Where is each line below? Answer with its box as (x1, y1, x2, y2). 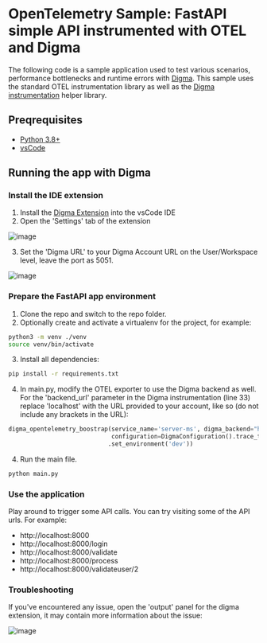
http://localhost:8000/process (19, 556, 118, 566)
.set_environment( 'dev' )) (107, 440, 194, 448)
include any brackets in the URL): (19, 410, 129, 419)
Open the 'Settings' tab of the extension (19, 216, 151, 226)
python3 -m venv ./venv (8, 333, 87, 341)
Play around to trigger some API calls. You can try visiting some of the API (8, 507, 250, 516)
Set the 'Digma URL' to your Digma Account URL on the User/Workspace (19, 247, 258, 257)
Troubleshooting (8, 584, 74, 595)
